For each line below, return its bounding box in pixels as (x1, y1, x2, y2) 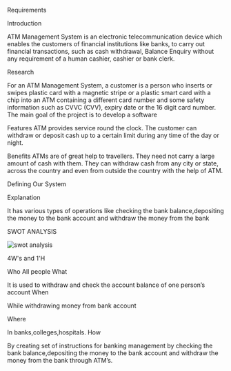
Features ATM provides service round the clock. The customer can (7, 124, 197, 132)
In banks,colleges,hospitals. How (7, 328, 101, 337)
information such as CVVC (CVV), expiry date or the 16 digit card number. (7, 103, 217, 111)
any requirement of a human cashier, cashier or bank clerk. (7, 54, 175, 63)
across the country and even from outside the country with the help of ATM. (7, 167, 223, 174)
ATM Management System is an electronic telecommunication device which (7, 32, 223, 41)
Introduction (7, 19, 42, 27)
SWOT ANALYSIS (7, 228, 57, 235)
